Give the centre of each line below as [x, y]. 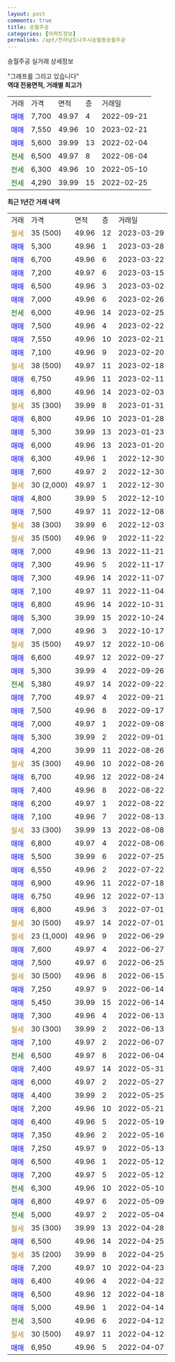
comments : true [30, 21]
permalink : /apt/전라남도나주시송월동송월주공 [66, 40]
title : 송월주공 [28, 27]
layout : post [26, 14]
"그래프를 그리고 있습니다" [43, 76]
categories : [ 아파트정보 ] [42, 34]
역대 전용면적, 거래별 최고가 [45, 85]
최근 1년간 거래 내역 [34, 202]
